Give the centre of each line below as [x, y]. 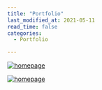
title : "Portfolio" [36, 14]
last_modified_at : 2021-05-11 [51, 20]
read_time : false [32, 27]
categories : [24, 33]
